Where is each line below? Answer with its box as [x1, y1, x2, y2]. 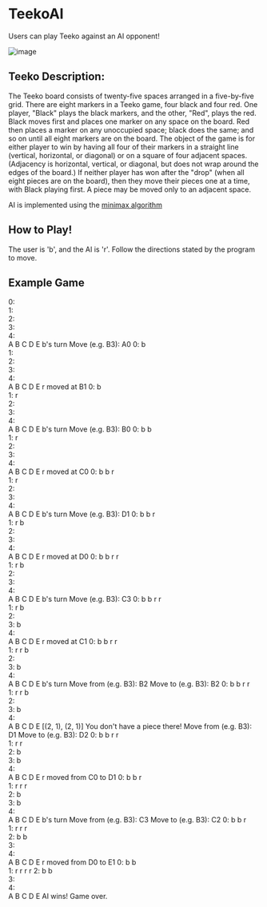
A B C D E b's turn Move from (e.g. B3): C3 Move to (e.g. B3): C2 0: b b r [8, 815, 246, 825]
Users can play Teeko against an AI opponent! [8, 31, 160, 41]
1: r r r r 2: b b [8, 866, 54, 876]
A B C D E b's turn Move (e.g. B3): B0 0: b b [8, 424, 152, 434]
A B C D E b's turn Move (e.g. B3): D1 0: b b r [8, 509, 156, 519]
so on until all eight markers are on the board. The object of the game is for [8, 133, 256, 143]
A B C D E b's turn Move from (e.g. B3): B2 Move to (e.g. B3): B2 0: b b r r [8, 679, 250, 689]
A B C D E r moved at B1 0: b [8, 382, 102, 392]
